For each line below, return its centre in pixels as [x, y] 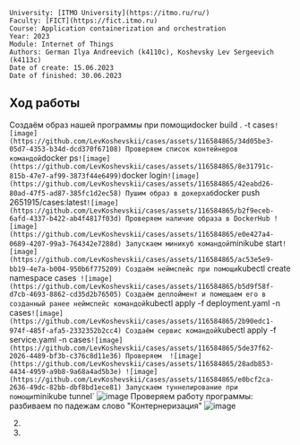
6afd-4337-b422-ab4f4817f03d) [66, 218]
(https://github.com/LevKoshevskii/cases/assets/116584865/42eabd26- [142, 184]
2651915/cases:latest [48, 202]
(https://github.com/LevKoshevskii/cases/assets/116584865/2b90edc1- [142, 321]
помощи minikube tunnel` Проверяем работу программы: [131, 396]
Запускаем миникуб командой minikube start [204, 243]
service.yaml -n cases [50, 339]
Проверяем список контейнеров [182, 149]
